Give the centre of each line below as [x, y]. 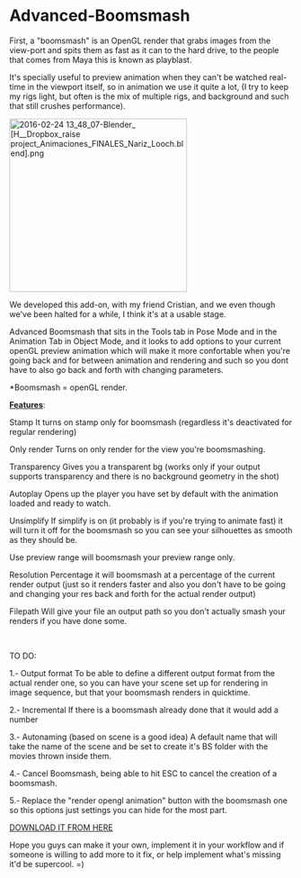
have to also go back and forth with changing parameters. [116, 369]
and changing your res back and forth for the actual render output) [133, 593]
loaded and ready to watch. [60, 503]
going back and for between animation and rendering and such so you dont [149, 360]
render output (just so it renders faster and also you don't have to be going [147, 584]
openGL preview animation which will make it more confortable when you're [150, 350]
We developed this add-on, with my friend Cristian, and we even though [142, 304]
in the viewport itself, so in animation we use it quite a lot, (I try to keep [158, 86]
